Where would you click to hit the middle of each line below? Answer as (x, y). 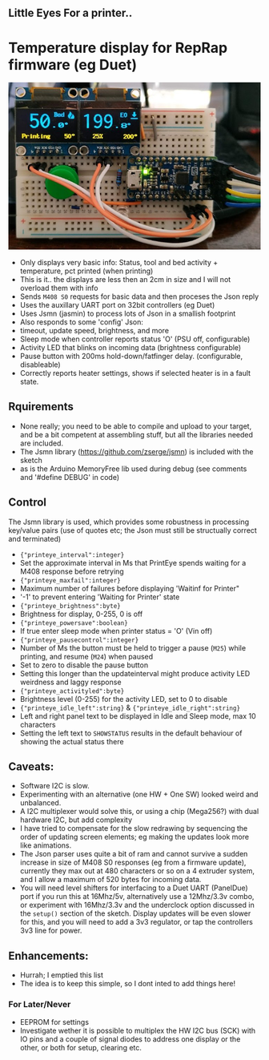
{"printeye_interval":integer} (72, 555)
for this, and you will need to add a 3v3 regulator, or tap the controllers (137, 922)
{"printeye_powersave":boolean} (74, 623)
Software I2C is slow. (54, 786)
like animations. (46, 845)
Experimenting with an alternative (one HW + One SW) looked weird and (139, 794)
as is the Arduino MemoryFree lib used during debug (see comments (133, 469)
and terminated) (35, 538)
